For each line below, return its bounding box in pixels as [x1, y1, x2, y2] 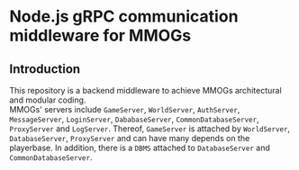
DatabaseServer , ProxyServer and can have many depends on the [9, 133, 250, 143]
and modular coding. [9, 94, 86, 105]
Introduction [9, 61, 81, 76]
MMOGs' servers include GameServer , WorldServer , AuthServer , [9, 104, 240, 114]
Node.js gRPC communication [9, 6, 239, 27]
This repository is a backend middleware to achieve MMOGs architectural [9, 85, 282, 95]
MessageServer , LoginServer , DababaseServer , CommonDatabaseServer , [9, 114, 259, 124]
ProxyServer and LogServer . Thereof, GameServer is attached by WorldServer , [9, 123, 291, 134]
